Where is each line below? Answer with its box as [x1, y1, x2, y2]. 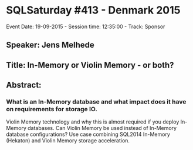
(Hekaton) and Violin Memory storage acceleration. [6, 137, 130, 144]
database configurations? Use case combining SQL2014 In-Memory [6, 131, 170, 138]
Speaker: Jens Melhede [6, 40, 95, 50]
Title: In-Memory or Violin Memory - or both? [6, 60, 174, 70]
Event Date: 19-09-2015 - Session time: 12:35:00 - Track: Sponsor [6, 23, 165, 30]
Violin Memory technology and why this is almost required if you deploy [6, 118, 180, 125]
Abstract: [6, 80, 42, 90]
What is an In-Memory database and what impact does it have [6, 98, 187, 106]
